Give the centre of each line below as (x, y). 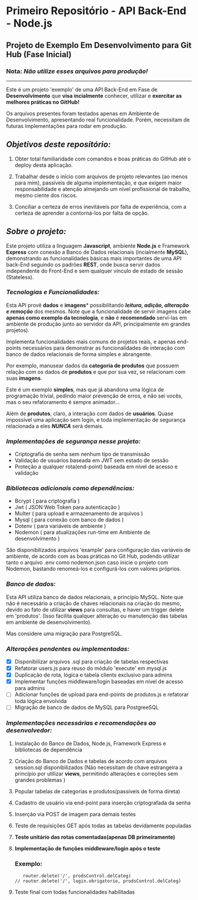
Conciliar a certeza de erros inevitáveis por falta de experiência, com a (100, 206)
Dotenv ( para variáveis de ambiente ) (60, 526)
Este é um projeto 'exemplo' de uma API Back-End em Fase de (82, 89)
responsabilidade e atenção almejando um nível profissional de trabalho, (103, 189)
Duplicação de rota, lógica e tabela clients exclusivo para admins (93, 675)
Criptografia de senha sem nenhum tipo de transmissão (82, 454)
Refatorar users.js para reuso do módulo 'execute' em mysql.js (90, 668)
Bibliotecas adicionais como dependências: (70, 488)
